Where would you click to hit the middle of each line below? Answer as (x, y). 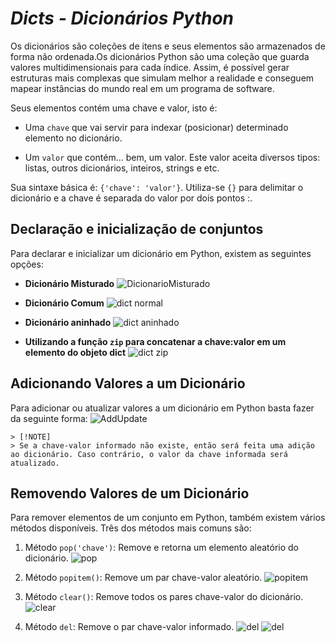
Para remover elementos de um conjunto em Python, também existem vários (168, 518)
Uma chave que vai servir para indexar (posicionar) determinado (156, 127)
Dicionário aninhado (68, 322)
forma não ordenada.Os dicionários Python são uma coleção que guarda (160, 56)
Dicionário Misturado (69, 283)
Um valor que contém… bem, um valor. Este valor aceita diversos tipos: (172, 157)
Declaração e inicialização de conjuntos (137, 229)
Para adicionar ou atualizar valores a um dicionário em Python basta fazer (162, 408)
